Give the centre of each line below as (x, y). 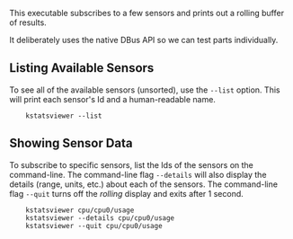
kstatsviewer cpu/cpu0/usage (80, 210)
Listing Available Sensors (82, 68)
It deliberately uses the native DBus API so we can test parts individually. (144, 40)
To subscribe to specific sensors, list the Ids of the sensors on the (132, 164)
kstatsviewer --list (64, 116)
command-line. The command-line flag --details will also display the (138, 174)
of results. (28, 22)
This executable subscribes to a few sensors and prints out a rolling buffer (147, 13)
